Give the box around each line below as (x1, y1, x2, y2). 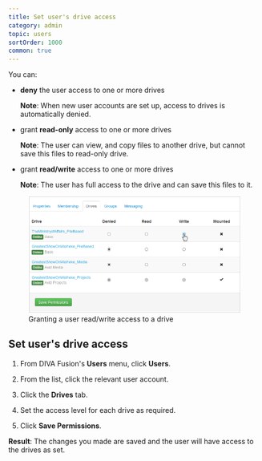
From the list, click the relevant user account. (19, 374, 169, 384)
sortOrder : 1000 (8, 38, 62, 47)
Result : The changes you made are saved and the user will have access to (8, 436, 254, 446)
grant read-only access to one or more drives (19, 125, 172, 135)
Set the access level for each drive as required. (19, 405, 176, 414)
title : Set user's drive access (8, 13, 116, 21)
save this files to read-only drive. (19, 149, 129, 159)
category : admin (8, 21, 62, 30)
